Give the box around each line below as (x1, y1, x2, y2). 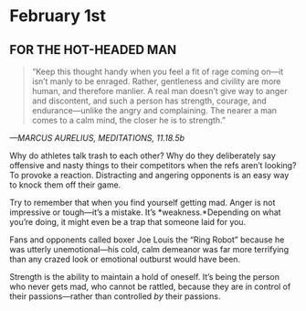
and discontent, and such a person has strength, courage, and (31, 95, 267, 106)
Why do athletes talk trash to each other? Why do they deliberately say (9, 150, 276, 161)
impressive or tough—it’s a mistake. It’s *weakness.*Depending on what (9, 207, 281, 218)
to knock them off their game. (9, 179, 121, 190)
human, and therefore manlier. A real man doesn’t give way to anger (31, 86, 288, 96)
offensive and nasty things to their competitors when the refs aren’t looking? (9, 160, 297, 170)
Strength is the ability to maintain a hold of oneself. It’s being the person (9, 272, 280, 282)
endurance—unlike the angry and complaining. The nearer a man (31, 105, 277, 115)
